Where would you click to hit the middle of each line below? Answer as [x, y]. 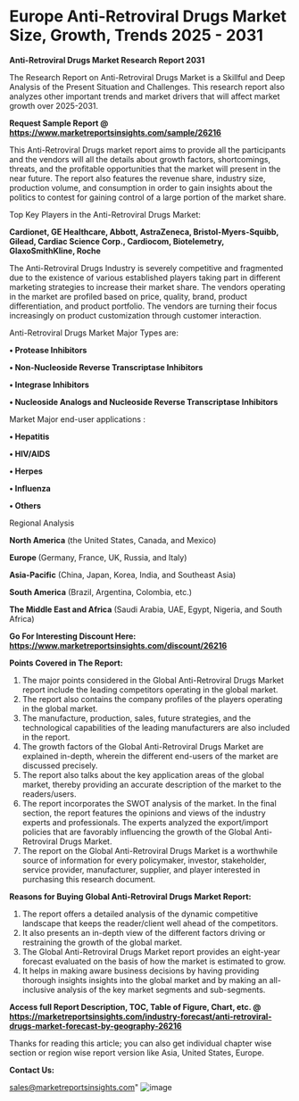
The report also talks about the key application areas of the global [143, 774]
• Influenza [30, 488]
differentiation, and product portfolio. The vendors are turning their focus [143, 306]
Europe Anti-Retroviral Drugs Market [148, 17]
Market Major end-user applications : [77, 419]
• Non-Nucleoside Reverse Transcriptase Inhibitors [106, 367]
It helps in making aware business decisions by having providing [141, 971]
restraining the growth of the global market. [102, 942]
